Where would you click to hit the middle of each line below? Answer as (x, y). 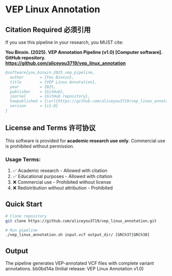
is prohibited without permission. (40, 146)
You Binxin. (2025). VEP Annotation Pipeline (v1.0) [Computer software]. (84, 52)
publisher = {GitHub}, (38, 92)
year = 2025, (33, 87)
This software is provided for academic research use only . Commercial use (85, 141)
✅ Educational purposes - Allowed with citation (62, 176)
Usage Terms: (23, 159)
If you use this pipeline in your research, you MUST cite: (64, 42)
